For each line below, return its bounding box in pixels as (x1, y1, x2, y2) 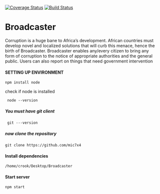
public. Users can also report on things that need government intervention (5, 58, 153, 64)
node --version (7, 98, 38, 103)
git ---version (7, 120, 38, 126)
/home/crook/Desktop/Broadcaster (5, 164, 73, 169)
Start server (5, 174, 30, 179)
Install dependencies (5, 153, 48, 159)
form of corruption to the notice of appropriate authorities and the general (5, 53, 153, 59)
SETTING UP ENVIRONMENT (5, 69, 64, 75)
